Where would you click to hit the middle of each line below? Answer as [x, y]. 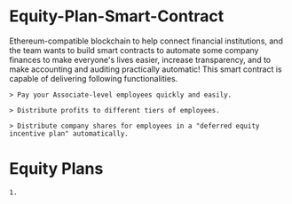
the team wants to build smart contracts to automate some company [134, 50]
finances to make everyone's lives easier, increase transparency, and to [140, 59]
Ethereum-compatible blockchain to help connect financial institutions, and [146, 41]
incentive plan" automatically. [69, 133]
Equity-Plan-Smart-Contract [117, 16]
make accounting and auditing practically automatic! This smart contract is [146, 69]
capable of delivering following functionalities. [94, 78]
